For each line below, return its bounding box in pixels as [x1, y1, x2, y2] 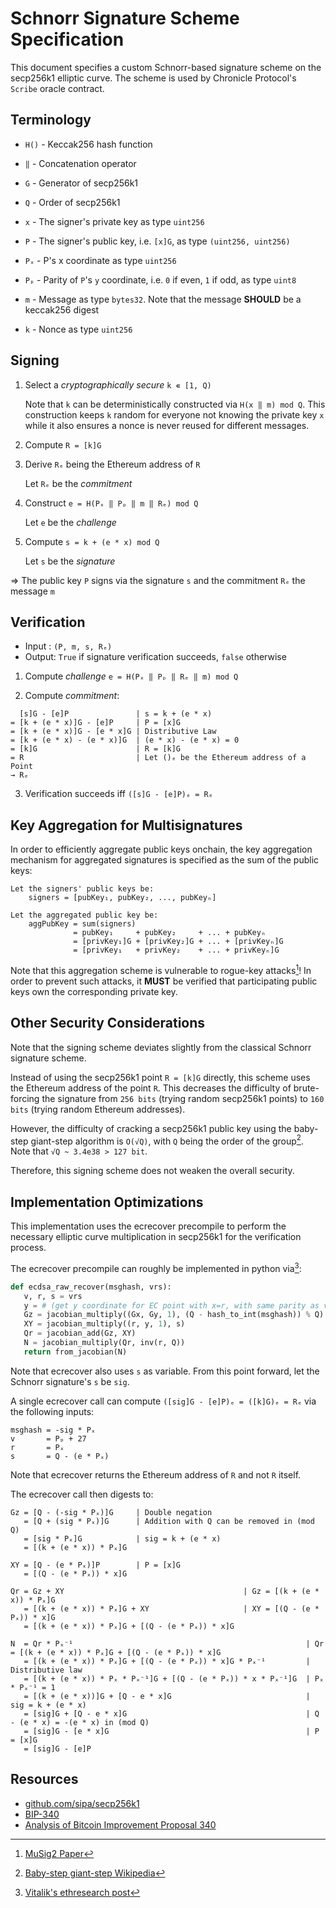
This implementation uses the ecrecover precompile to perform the [10, 1220, 287, 1232]
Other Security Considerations [10, 1015, 206, 1032]
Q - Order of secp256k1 [24, 196, 121, 208]
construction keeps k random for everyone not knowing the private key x [24, 408, 325, 421]
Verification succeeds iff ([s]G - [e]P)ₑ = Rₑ [24, 788, 213, 800]
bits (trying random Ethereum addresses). [10, 1103, 186, 1115]
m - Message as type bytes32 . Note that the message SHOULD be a [24, 293, 302, 305]
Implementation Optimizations [10, 1193, 204, 1211]
